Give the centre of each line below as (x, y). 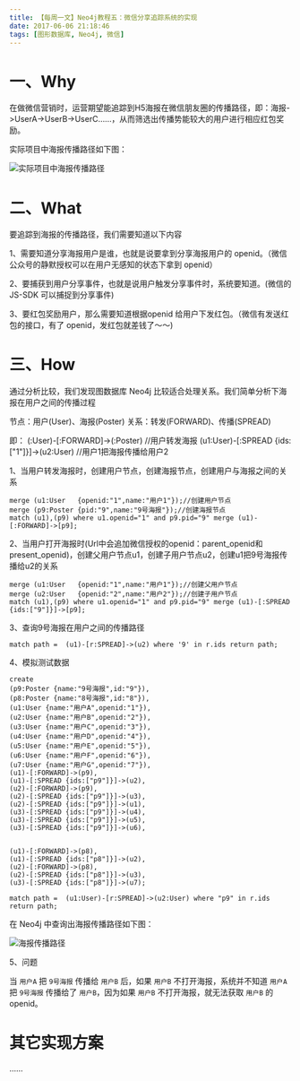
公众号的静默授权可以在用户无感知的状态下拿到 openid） (113, 264)
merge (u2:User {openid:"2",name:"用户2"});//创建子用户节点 (124, 594)
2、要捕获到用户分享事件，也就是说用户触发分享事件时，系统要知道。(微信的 (150, 284)
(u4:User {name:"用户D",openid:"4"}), (80, 737)
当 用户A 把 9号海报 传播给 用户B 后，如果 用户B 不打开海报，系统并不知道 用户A (149, 982)
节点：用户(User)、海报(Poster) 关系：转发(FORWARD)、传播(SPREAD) (140, 421)
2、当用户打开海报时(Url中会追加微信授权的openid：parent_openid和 (136, 544)
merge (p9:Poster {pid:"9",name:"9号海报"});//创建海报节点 (118, 510)
